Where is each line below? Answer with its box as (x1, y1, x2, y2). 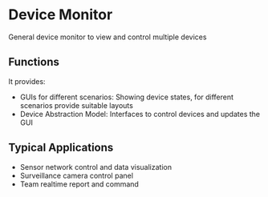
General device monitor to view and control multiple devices (8, 32, 207, 42)
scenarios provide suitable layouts (19, 100, 134, 110)
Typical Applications (8, 141, 114, 155)
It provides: (8, 76, 46, 86)
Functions (8, 55, 60, 69)
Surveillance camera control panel (19, 171, 134, 180)
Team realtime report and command (19, 179, 139, 189)
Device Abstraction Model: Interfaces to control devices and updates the (19, 109, 261, 119)
